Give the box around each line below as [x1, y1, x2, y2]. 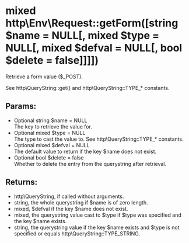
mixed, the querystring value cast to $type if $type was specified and [13, 211, 181, 218]
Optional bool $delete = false [13, 154, 84, 161]
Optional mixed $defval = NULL [13, 141, 90, 148]
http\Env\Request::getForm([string [5, 16, 178, 30]
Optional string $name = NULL [13, 117, 87, 124]
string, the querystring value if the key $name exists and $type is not [13, 224, 180, 231]
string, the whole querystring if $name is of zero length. [13, 199, 148, 206]
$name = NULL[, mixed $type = [5, 29, 160, 42]
